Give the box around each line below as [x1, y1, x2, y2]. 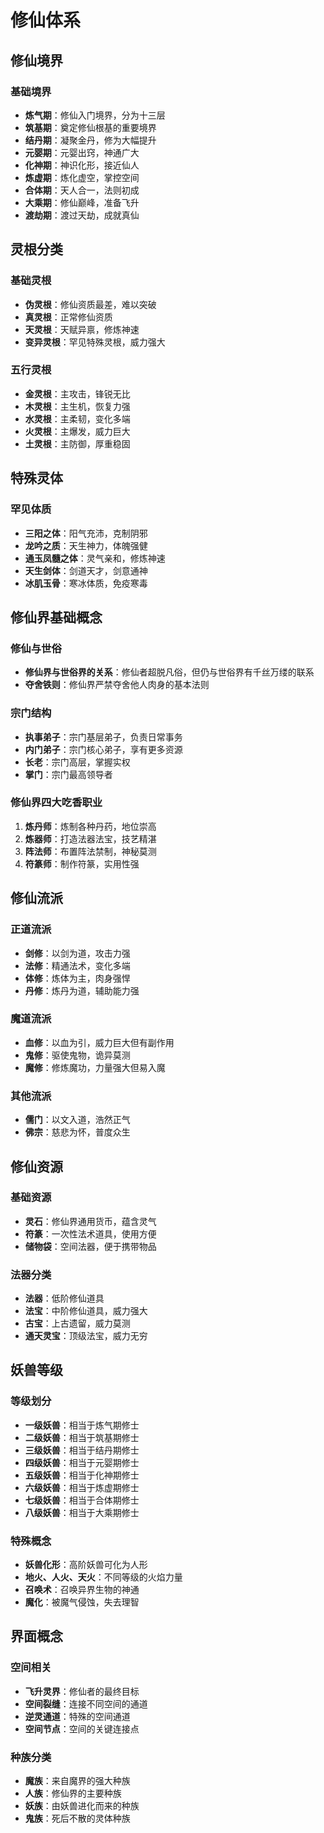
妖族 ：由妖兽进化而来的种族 [24, 1800, 140, 1812]
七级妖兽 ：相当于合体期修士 [24, 1494, 140, 1506]
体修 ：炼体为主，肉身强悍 [24, 972, 131, 984]
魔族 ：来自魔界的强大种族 [24, 1775, 131, 1787]
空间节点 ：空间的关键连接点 [24, 1722, 140, 1735]
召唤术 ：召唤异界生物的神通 [24, 1584, 140, 1596]
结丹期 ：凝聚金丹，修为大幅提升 [24, 134, 157, 146]
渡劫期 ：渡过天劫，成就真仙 [24, 209, 140, 221]
